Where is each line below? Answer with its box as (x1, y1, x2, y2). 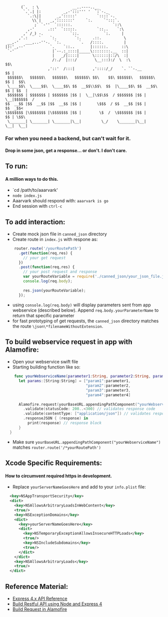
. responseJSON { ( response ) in (23, 416, 88, 421)
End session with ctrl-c (12, 203, 62, 209)
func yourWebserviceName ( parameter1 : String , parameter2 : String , (14, 374, 151, 379)
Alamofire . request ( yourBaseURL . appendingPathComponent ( (18, 402, 137, 407)
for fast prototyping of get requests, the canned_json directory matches (12, 318, 159, 324)
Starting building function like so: (12, 364, 81, 370)
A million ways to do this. (5, 176, 58, 182)
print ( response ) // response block (27, 421, 101, 426)
